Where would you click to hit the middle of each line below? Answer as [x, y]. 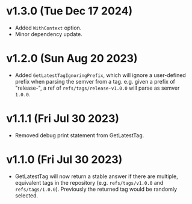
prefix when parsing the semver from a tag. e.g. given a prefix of [95, 81]
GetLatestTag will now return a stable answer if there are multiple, [97, 176]
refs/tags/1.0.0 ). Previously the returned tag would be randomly [96, 189]
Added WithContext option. [48, 28]
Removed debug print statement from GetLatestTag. [79, 135]
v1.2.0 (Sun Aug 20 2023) [72, 59]
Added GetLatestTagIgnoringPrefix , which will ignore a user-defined [101, 75]
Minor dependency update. [48, 34]
